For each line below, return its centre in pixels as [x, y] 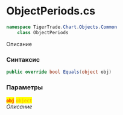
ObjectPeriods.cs [51, 11]
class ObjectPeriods [43, 32]
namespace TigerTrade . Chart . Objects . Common [62, 27]
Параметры [25, 87]
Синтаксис [23, 59]
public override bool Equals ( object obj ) [59, 72]
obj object [19, 101]
